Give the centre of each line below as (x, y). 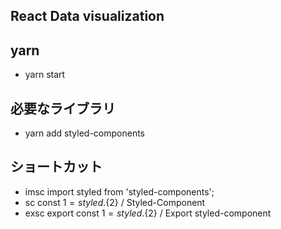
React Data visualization (87, 16)
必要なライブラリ (63, 108)
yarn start (45, 75)
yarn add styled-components (85, 133)
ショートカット (56, 167)
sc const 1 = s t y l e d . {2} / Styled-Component (115, 202)
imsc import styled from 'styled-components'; (119, 191)
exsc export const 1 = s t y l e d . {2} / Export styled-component (148, 213)
